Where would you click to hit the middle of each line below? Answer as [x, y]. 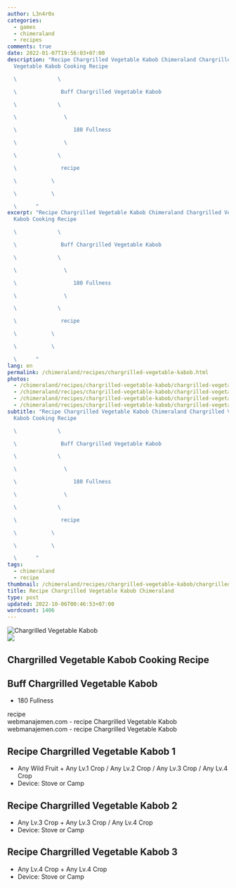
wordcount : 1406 [31, 610]
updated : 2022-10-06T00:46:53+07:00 [61, 604]
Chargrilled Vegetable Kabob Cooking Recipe [108, 660]
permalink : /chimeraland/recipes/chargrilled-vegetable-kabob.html [108, 372]
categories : [25, 20]
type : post [23, 597]
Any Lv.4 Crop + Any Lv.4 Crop [62, 869]
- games [25, 27]
